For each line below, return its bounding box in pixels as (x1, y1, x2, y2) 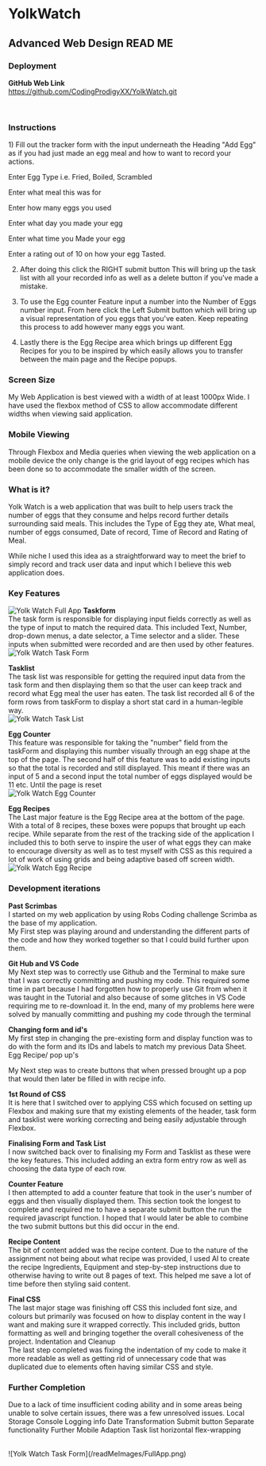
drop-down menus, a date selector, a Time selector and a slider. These (8, 631, 240, 640)
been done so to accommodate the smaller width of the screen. (8, 464, 216, 474)
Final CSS (8, 1294, 41, 1304)
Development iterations (8, 883, 101, 894)
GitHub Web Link (8, 78, 65, 87)
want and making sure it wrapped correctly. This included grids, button (8, 1320, 241, 1329)
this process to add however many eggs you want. (19, 323, 185, 332)
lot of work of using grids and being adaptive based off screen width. (8, 855, 235, 865)
